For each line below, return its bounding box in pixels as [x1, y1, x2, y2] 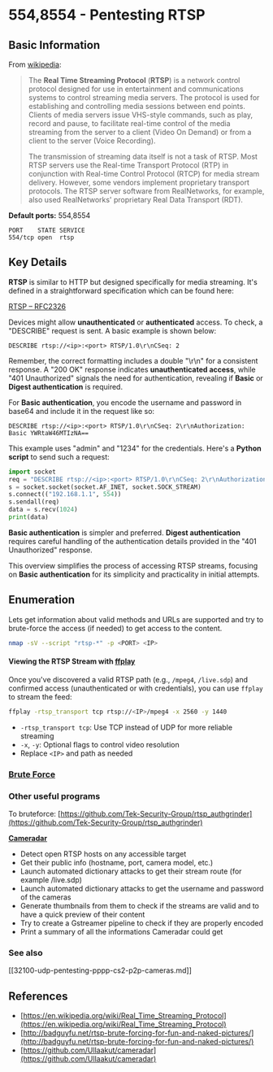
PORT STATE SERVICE [8, 226, 85, 234]
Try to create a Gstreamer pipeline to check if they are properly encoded [19, 917, 264, 928]
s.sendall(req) [8, 498, 60, 506]
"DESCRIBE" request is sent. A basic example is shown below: [8, 325, 217, 335]
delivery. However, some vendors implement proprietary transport [28, 177, 250, 187]
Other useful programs [8, 791, 101, 802]
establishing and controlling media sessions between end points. [28, 102, 245, 111]
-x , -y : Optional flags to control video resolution [19, 739, 180, 749]
